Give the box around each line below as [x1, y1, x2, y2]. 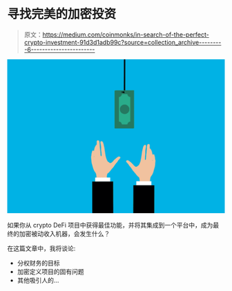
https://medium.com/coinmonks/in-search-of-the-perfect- [42, 30, 209, 39]
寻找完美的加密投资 [7, 6, 117, 22]
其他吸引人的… [17, 277, 59, 285]
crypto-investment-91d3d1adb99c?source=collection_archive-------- [23, 38, 222, 46]
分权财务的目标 [17, 259, 60, 268]
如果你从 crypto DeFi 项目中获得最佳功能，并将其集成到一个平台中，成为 [7, 221, 213, 230]
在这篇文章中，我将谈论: [7, 244, 76, 252]
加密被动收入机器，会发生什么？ [19, 230, 110, 238]
